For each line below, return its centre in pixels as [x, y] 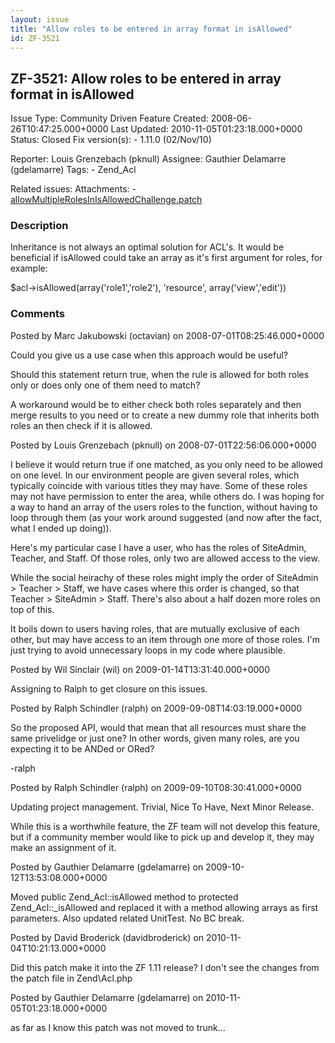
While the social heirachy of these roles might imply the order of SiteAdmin [164, 577]
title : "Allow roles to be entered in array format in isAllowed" [151, 29]
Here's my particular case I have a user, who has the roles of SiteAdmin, [158, 547]
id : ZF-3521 [35, 38]
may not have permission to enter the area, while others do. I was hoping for [167, 496]
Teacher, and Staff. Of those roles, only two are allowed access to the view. [165, 558]
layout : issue [40, 19]
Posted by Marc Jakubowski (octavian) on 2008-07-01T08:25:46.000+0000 [167, 335]
